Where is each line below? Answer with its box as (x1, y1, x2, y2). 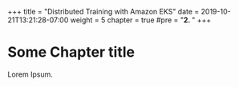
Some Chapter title (7, 43, 136, 61)
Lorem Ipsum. (7, 69, 54, 79)
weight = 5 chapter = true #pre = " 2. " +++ (70, 15, 212, 25)
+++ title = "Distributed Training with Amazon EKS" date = (7, 7, 200, 16)
